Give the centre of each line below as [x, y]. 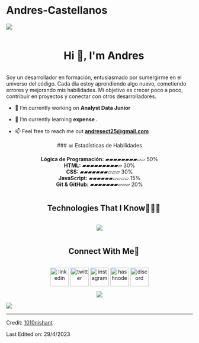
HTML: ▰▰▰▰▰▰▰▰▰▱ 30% [99, 165]
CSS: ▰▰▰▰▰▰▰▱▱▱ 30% [99, 171]
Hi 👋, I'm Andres [104, 56]
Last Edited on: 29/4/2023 [38, 334]
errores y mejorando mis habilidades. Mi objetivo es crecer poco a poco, [95, 90]
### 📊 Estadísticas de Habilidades [99, 145]
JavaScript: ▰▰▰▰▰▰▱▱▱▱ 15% [99, 178]
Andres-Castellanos [57, 10]
